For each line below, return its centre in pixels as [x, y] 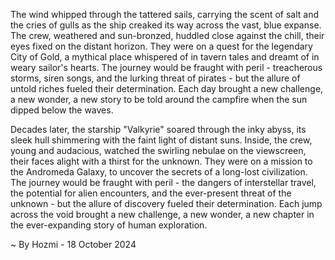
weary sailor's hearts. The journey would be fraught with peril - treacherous [166, 67]
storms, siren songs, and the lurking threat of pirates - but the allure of [155, 78]
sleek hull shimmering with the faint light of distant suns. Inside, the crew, [161, 140]
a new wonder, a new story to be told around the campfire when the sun [159, 99]
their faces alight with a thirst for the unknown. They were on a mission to [161, 161]
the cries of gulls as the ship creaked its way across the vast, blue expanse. [166, 25]
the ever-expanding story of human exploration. [109, 225]
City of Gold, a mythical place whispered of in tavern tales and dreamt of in [165, 57]
